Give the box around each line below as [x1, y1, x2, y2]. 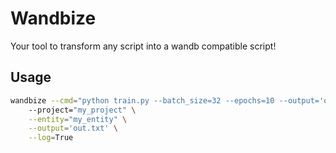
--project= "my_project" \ [28, 105, 137, 115]
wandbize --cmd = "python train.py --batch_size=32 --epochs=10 [10, 95, 275, 106]
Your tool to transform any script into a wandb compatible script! [10, 40, 277, 52]
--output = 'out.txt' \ [28, 123, 118, 134]
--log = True [28, 133, 74, 143]
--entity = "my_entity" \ [28, 114, 128, 124]
